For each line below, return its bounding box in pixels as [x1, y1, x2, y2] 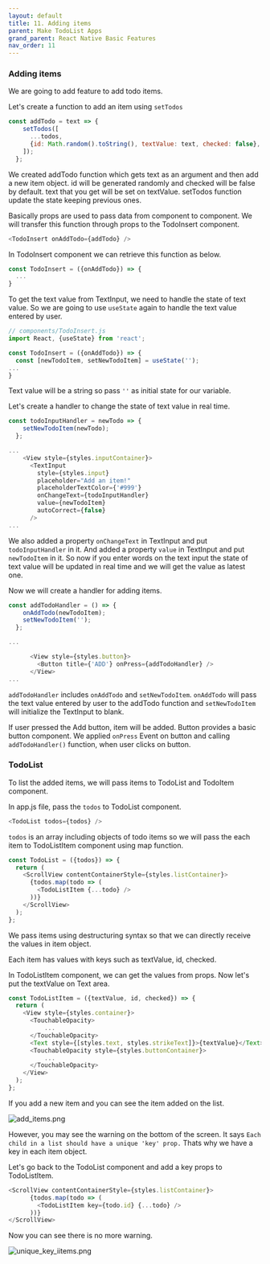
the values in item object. [8, 938, 92, 949]
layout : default [8, 11, 63, 20]
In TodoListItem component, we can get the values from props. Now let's [8, 970, 250, 979]
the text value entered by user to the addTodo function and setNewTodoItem [8, 698, 256, 708]
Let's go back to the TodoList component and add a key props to [8, 1162, 223, 1172]
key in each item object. [8, 1147, 88, 1156]
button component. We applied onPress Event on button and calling [8, 731, 231, 741]
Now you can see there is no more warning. [8, 1231, 153, 1241]
